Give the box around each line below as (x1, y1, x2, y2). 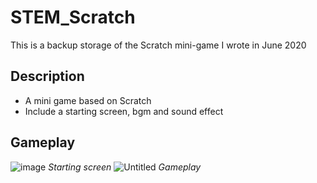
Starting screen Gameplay (48, 161, 202, 173)
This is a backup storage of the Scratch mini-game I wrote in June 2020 (10, 39, 307, 51)
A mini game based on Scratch (24, 94, 152, 106)
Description (10, 68, 85, 85)
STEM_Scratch (10, 6, 136, 29)
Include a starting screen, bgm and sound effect (24, 105, 224, 117)
